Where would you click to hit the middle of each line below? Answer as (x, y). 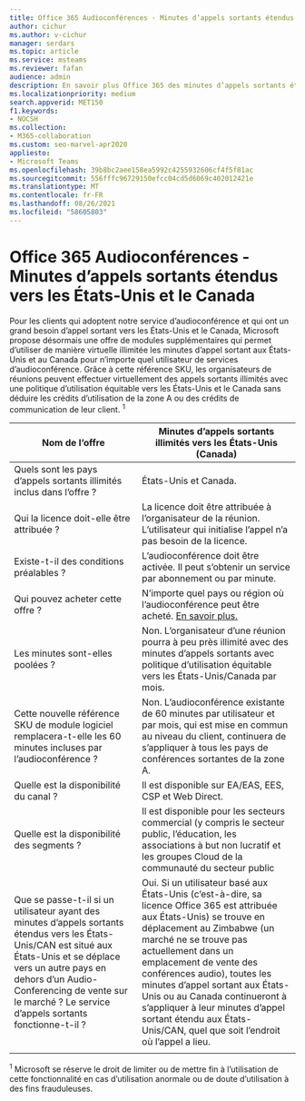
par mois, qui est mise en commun (215, 725)
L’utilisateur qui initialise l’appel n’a (215, 530)
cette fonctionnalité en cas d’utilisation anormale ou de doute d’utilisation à (149, 1079)
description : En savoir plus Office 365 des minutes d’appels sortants (148, 85)
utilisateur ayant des (57, 911)
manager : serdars (42, 43)
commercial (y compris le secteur (213, 823)
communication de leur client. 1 (67, 408)
